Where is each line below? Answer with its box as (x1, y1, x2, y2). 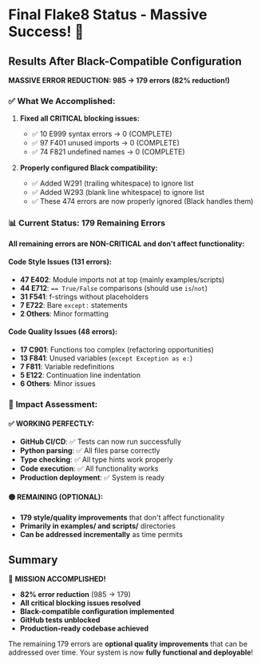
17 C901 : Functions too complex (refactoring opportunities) (19, 345, 214, 354)
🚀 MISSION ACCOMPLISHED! (8, 574, 106, 584)
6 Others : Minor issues (19, 379, 96, 388)
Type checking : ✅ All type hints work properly (19, 455, 173, 464)
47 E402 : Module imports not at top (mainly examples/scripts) (19, 274, 225, 285)
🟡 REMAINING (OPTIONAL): (8, 492, 104, 501)
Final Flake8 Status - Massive (8, 6, 208, 24)
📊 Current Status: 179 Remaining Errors (8, 217, 166, 229)
